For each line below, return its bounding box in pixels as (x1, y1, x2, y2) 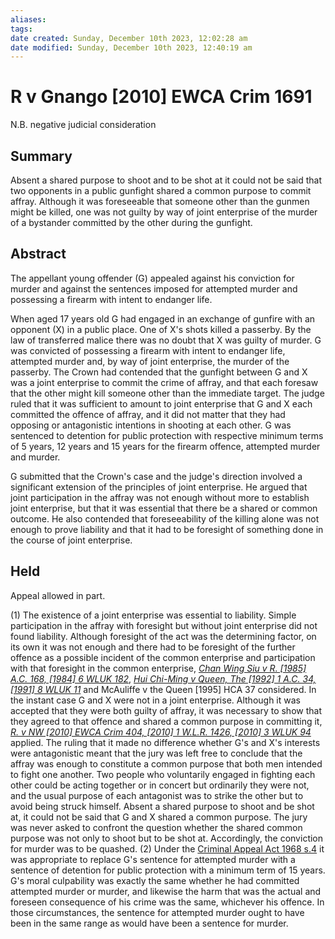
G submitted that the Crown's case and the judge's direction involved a (10, 470, 303, 482)
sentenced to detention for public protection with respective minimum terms (10, 429, 324, 441)
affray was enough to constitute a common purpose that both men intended (10, 757, 323, 770)
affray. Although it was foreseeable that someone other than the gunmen (10, 196, 310, 207)
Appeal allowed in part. (10, 589, 106, 601)
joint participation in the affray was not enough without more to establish (10, 491, 310, 503)
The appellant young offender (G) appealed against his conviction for (10, 272, 295, 284)
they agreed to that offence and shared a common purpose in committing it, (10, 715, 323, 727)
